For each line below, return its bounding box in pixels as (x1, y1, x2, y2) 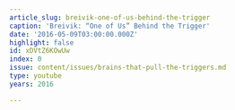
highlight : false (9, 38, 74, 47)
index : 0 (9, 55, 42, 63)
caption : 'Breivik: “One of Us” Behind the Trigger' (9, 21, 211, 30)
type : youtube (9, 72, 63, 80)
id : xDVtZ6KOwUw (9, 47, 70, 55)
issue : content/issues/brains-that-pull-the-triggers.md (9, 63, 227, 72)
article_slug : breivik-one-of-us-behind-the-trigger (9, 13, 211, 22)
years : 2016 (9, 80, 54, 89)
